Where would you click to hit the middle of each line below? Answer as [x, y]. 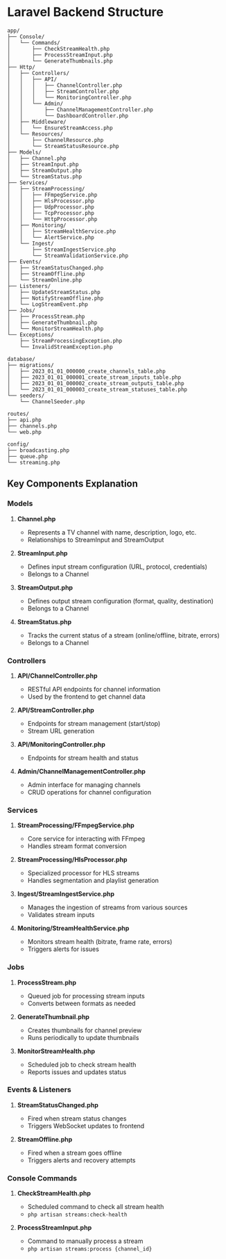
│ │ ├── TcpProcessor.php [51, 213]
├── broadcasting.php [38, 450]
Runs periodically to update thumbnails [83, 1037]
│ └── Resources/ [35, 134]
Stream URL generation [61, 731]
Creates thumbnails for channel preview [85, 1030]
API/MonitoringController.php [61, 744]
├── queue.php [28, 456]
